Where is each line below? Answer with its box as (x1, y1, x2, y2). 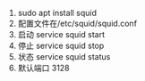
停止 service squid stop (17, 40, 105, 51)
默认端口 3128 (17, 62, 70, 73)
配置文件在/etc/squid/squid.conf (17, 18, 137, 28)
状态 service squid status (17, 52, 111, 61)
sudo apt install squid (17, 8, 97, 18)
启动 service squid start (17, 29, 106, 39)
